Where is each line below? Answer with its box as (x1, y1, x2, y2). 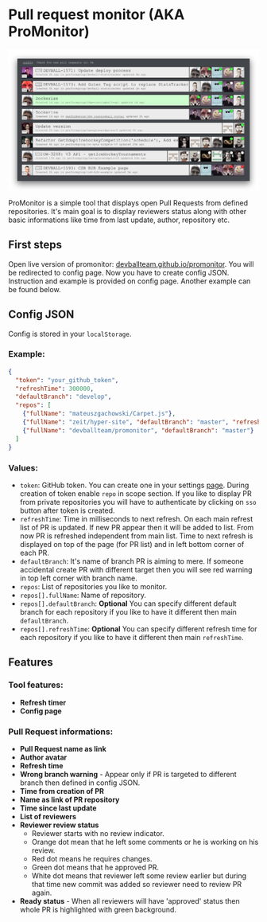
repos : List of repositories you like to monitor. (19, 581, 168, 591)
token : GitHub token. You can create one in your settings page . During (19, 480, 250, 490)
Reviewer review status (19, 820, 99, 830)
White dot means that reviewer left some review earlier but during (31, 870, 247, 881)
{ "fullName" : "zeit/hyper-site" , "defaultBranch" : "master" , (22, 418, 229, 427)
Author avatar (19, 752, 68, 762)
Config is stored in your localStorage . (8, 329, 132, 338)
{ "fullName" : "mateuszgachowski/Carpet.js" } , (22, 410, 176, 418)
